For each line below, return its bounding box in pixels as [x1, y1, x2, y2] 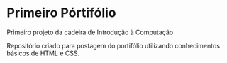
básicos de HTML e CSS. [6, 49, 80, 57]
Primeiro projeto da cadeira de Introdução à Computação [6, 28, 174, 36]
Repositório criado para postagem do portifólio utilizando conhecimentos [6, 41, 221, 50]
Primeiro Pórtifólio [6, 5, 116, 21]
